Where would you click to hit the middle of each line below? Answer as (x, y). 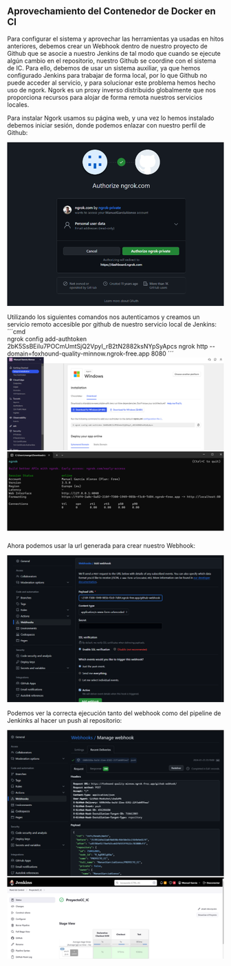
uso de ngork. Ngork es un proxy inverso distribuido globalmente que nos (112, 90)
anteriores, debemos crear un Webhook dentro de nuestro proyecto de (108, 46)
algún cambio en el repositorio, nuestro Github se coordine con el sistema (112, 61)
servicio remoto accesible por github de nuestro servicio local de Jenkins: (112, 325)
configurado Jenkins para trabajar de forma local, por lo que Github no (107, 75)
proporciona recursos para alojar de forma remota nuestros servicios (105, 97)
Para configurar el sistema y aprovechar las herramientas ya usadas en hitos (115, 39)
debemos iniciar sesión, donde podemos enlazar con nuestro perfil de (107, 125)
